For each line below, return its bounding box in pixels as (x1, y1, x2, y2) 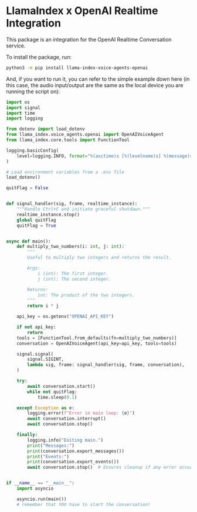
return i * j (27, 303, 59, 309)
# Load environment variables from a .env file (6, 169, 125, 175)
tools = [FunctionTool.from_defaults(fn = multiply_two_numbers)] (16, 335, 177, 341)
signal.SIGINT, (27, 356, 64, 363)
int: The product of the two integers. (37, 292, 135, 298)
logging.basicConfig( (6, 148, 59, 153)
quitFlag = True (16, 223, 57, 228)
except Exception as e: (16, 405, 75, 411)
